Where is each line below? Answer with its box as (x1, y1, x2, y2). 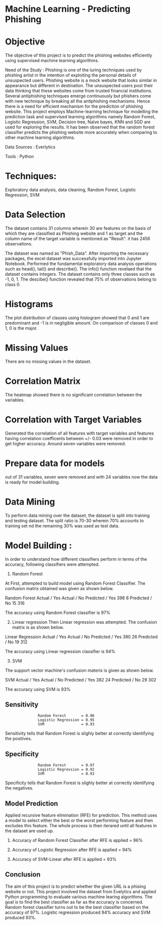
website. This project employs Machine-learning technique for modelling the (5, 109, 158, 114)
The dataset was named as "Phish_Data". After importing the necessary (5, 250, 149, 256)
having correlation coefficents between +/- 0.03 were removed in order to (5, 435, 153, 441)
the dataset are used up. (5, 828, 54, 834)
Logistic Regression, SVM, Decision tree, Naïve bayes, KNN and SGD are (5, 119, 151, 125)
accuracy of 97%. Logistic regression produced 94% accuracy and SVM (5, 909, 151, 915)
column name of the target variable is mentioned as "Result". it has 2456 (5, 236, 151, 242)
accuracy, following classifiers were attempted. (5, 561, 100, 567)
